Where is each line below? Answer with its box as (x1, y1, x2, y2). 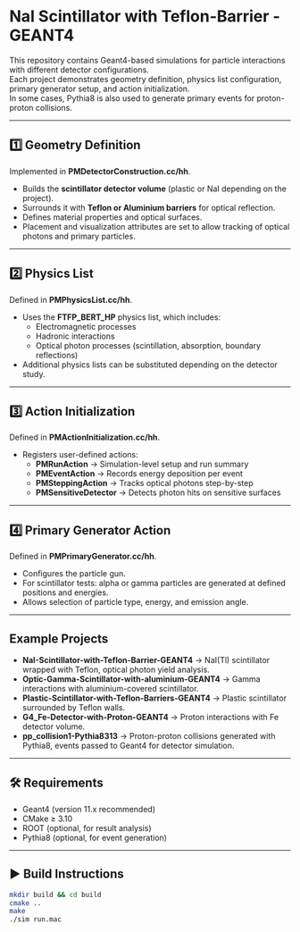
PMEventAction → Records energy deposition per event (35, 468, 244, 479)
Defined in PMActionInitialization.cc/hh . (9, 432, 161, 443)
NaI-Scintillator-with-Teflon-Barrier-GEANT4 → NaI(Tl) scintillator (21, 655, 271, 665)
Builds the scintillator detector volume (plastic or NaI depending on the (21, 183, 287, 194)
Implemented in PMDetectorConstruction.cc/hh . (9, 165, 191, 176)
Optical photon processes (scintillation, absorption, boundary (35, 340, 262, 350)
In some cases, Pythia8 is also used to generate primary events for (9, 92, 255, 104)
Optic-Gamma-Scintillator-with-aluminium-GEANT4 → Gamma (21, 674, 261, 684)
